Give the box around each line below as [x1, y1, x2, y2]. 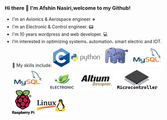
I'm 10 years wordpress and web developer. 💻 [12, 31, 108, 37]
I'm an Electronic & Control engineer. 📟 [12, 24, 94, 30]
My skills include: [16, 62, 52, 68]
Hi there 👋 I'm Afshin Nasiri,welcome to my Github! [5, 5, 131, 12]
